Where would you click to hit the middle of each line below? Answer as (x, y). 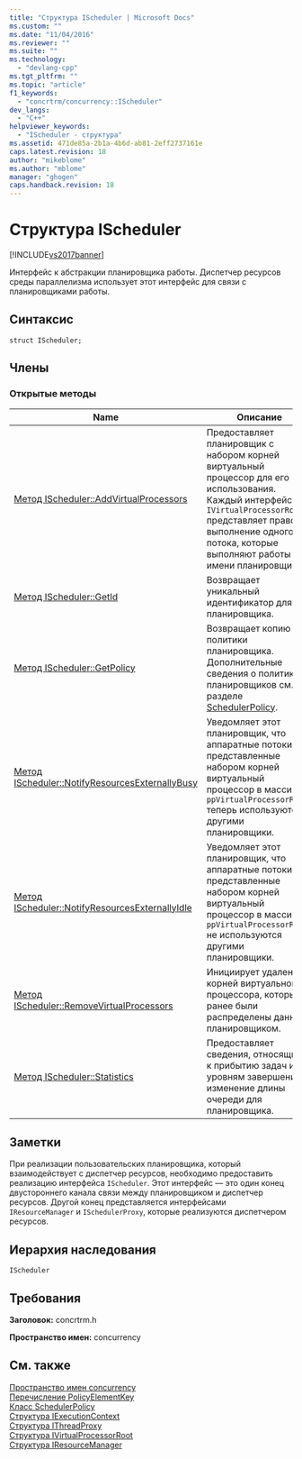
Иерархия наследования (83, 1249)
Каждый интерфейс (249, 499)
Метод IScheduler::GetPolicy (75, 668)
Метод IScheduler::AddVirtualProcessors (101, 498)
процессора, (234, 994)
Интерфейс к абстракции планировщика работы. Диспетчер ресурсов (145, 272)
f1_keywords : (34, 93)
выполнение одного (250, 531)
